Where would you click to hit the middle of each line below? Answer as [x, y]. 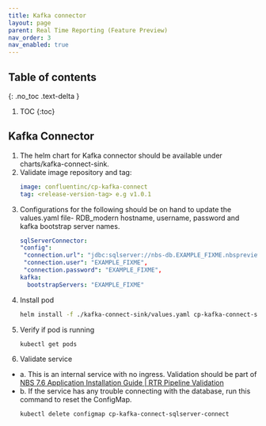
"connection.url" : [54, 255]
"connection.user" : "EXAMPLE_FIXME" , [85, 263]
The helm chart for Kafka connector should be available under [121, 155]
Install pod [36, 300]
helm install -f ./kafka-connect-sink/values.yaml [105, 314]
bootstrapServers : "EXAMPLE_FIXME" [86, 285]
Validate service [46, 359]
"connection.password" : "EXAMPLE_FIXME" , [93, 270]
